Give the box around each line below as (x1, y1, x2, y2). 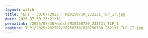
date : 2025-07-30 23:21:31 (5, 16, 61, 21)
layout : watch (5, 7, 35, 12)
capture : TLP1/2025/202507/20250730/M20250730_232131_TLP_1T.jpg (5, 26, 143, 31)
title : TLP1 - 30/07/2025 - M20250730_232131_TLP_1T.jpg (5, 12, 126, 17)
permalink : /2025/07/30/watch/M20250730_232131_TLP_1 (5, 21, 119, 26)
